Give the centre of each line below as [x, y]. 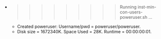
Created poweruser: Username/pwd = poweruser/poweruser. [79, 26]
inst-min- [147, 7]
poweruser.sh [134, 17]
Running [128, 7]
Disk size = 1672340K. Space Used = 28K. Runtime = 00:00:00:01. [84, 32]
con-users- [131, 12]
